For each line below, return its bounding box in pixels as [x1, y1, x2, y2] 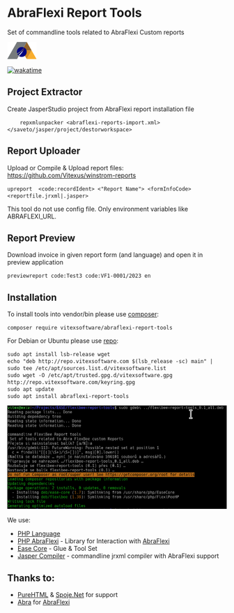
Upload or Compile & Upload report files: [7, 163, 124, 172]
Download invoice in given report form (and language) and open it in [7, 251, 203, 259]
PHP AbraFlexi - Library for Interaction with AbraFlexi [17, 537, 170, 545]
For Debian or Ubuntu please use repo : [7, 337, 119, 345]
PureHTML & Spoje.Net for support [17, 590, 118, 598]
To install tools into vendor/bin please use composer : [7, 310, 159, 318]
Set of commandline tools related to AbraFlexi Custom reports [7, 28, 185, 36]
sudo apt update [7, 386, 54, 393]
